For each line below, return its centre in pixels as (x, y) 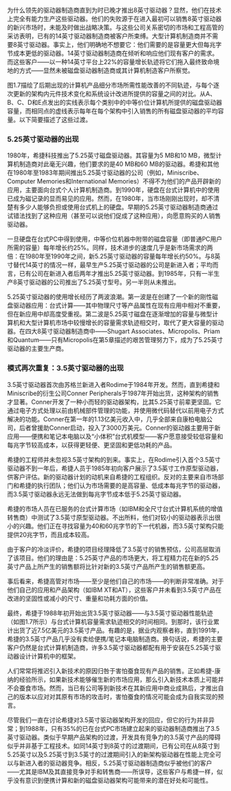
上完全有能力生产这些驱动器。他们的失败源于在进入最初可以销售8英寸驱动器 (114, 19)
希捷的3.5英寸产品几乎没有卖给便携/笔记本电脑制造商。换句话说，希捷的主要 (115, 639)
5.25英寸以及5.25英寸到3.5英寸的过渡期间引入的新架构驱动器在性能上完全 (111, 754)
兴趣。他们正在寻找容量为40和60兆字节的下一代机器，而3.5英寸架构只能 (121, 525)
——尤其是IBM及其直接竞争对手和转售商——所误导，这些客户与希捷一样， (112, 772)
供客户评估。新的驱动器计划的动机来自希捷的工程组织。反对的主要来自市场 (112, 477)
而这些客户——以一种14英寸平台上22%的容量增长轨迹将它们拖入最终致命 (110, 62)
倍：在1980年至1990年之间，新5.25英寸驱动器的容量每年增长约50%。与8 (111, 257)
